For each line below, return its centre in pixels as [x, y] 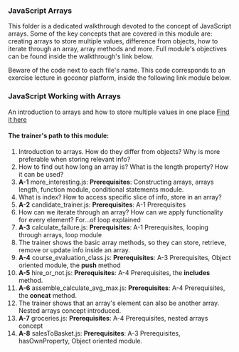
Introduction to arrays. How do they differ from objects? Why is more [119, 151]
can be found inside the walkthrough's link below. [81, 56]
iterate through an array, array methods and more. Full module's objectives [117, 49]
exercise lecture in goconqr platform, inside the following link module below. [119, 78]
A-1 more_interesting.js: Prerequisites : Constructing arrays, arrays [116, 182]
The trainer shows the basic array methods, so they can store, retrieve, [122, 242]
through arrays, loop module [60, 234]
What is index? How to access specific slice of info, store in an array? [120, 197]
